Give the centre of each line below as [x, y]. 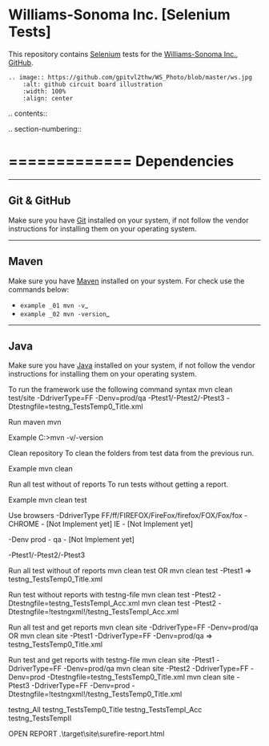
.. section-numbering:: [45, 128]
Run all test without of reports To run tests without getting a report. [118, 484]
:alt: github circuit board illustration [92, 84]
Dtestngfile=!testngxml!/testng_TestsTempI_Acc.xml [94, 612]
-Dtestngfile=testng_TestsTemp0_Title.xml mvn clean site [141, 677]
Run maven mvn [35, 422]
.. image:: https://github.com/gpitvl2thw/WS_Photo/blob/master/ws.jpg [130, 77]
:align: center [48, 98]
